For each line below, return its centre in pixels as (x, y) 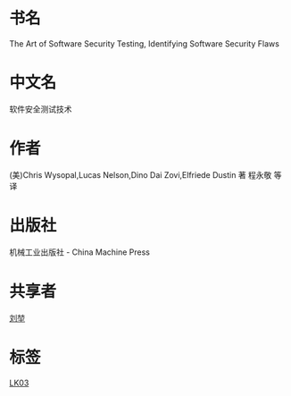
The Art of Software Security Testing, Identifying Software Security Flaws (144, 43)
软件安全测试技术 (41, 109)
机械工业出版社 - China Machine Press (79, 252)
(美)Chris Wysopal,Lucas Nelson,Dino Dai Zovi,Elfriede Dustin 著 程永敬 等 (146, 174)
